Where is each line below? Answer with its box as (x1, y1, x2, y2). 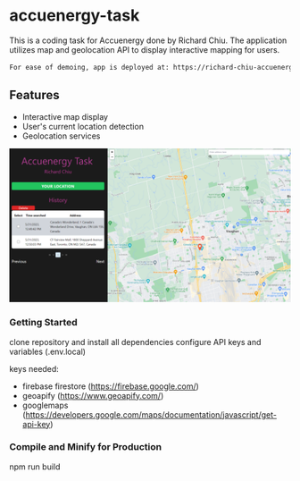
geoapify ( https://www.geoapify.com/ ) (21, 390, 164, 401)
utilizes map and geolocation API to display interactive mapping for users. (9, 44, 280, 55)
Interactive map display (21, 111, 109, 122)
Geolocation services (21, 131, 101, 141)
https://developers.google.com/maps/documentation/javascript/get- (25, 409, 277, 420)
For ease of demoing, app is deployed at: (9, 63, 170, 72)
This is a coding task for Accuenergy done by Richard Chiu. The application (9, 35, 287, 46)
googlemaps (21, 400, 69, 410)
